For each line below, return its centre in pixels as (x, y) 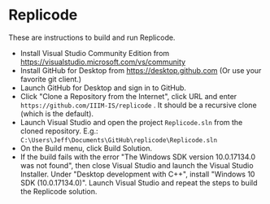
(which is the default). (57, 113)
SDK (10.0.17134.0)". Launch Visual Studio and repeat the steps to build (139, 182)
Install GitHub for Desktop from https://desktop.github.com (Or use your (141, 70)
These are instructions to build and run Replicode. (92, 37)
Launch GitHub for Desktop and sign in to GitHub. (103, 88)
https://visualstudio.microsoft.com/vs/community (102, 62)
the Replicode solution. (59, 191)
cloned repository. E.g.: (59, 131)
